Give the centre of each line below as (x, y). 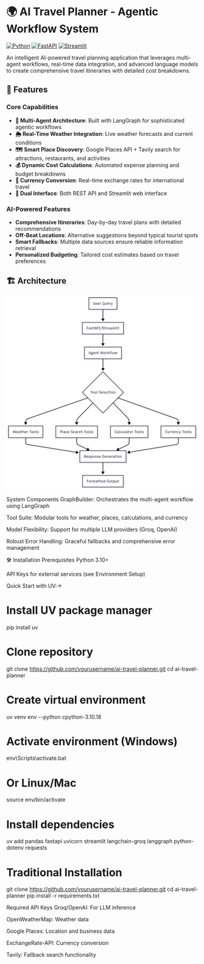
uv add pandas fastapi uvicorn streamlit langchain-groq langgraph (90, 841)
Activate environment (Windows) (92, 741)
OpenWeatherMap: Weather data (48, 919)
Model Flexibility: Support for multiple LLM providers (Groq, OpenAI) (92, 529)
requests (36, 848)
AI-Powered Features (39, 209)
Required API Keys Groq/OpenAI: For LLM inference (71, 908)
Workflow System (52, 29)
